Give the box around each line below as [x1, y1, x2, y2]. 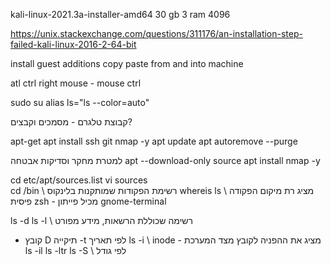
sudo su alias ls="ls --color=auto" [10, 97, 150, 108]
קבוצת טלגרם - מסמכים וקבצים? [10, 116, 133, 128]
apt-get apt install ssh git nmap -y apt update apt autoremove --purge [10, 135, 298, 147]
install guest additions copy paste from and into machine [10, 58, 244, 69]
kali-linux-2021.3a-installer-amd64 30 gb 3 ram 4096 [10, 9, 231, 20]
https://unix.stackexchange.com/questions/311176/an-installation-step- [10, 28, 303, 39]
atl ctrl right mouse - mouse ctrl [10, 77, 142, 89]
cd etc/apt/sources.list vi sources [10, 174, 148, 186]
